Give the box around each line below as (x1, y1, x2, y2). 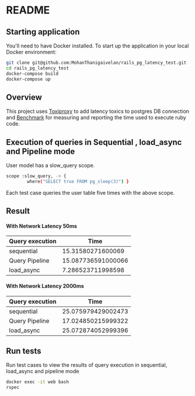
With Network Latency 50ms (6, 222, 78, 229)
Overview (6, 92, 43, 102)
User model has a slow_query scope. (6, 162, 95, 169)
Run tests (6, 346, 41, 356)
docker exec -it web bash (6, 379, 69, 385)
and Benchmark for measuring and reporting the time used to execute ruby (6, 114, 187, 121)
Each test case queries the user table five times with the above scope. (6, 189, 175, 196)
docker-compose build (6, 71, 59, 77)
